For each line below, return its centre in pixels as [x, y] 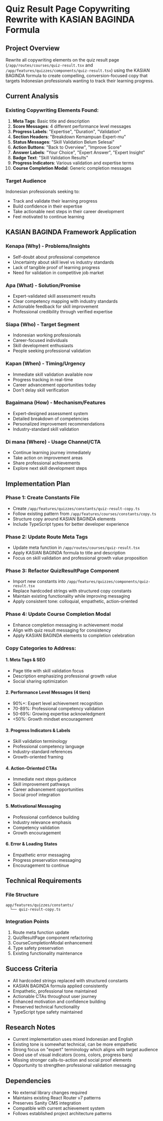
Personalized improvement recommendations [59, 424]
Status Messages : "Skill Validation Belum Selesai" [64, 142]
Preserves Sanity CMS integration [47, 1103]
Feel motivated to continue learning [49, 216]
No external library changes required [50, 1092]
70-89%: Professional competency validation [58, 709]
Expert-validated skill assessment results [54, 296]
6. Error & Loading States [32, 844]
